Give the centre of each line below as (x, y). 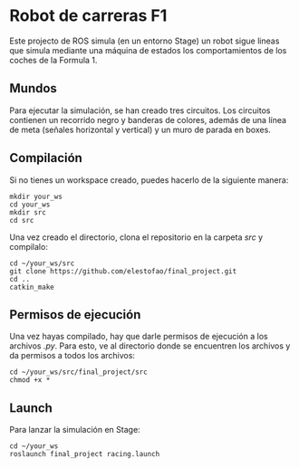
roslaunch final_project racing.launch (85, 454)
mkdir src (28, 212)
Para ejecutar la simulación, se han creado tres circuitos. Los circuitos (140, 110)
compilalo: (29, 246)
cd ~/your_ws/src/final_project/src (78, 372)
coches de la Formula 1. (53, 60)
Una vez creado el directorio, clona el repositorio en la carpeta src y (136, 237)
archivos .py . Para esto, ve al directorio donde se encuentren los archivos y (150, 346)
